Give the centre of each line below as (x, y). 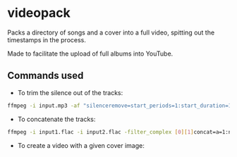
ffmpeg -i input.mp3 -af (44, 106)
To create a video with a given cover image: (81, 145)
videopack (39, 13)
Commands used (45, 76)
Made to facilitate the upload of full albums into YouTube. (90, 54)
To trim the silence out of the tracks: (70, 92)
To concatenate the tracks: (56, 119)
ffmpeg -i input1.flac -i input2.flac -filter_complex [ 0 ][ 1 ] (101, 132)
